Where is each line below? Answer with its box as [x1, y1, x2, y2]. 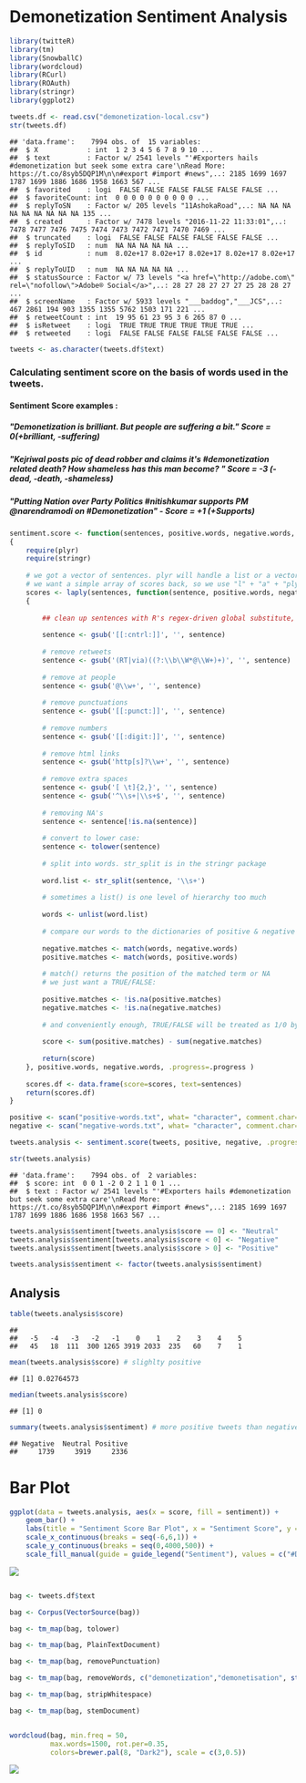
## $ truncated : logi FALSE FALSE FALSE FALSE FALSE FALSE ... [9, 232, 280, 242]
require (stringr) [25, 554, 92, 563]
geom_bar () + [25, 1516, 76, 1525]
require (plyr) [25, 545, 79, 555]
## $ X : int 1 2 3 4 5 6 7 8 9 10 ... [9, 145, 214, 154]
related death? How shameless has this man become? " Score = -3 [9, 463, 269, 475]
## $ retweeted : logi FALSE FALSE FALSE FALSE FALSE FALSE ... [9, 328, 280, 338]
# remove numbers [42, 723, 107, 733]
